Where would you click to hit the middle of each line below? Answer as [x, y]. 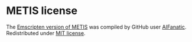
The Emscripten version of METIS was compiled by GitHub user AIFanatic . [96, 27]
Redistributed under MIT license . [46, 33]
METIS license [42, 11]
